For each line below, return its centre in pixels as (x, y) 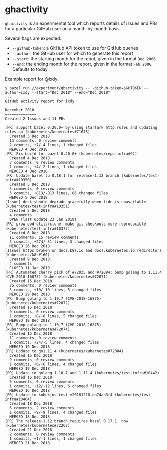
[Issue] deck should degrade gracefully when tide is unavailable (76, 202)
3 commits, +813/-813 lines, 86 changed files (59, 193)
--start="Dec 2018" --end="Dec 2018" (71, 92)
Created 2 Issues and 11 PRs (35, 119)
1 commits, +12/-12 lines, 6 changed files (55, 386)
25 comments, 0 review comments (43, 285)
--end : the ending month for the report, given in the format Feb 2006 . (83, 64)
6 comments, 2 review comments (42, 408)
